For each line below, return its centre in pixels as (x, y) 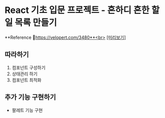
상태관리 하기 (25, 74)
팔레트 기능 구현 (27, 110)
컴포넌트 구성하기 (29, 67)
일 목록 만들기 (31, 23)
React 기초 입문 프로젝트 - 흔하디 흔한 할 (82, 10)
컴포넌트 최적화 (27, 80)
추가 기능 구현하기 (30, 97)
